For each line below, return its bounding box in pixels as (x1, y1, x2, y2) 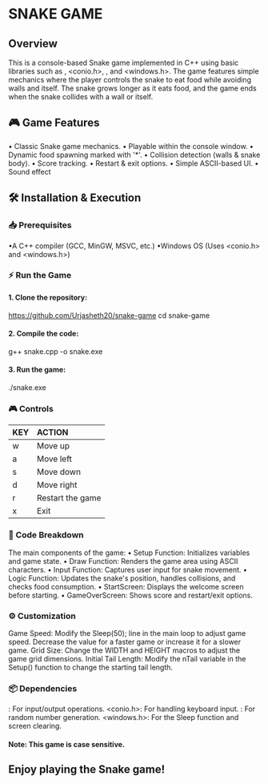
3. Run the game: (8, 365, 66, 375)
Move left (36, 453, 72, 464)
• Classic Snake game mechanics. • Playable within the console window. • (8, 141, 254, 151)
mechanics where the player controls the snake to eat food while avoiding (8, 75, 252, 84)
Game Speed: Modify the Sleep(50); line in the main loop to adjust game (8, 628, 246, 637)
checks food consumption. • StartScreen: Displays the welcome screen (8, 581, 244, 591)
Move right (36, 480, 78, 491)
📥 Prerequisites (8, 219, 72, 231)
